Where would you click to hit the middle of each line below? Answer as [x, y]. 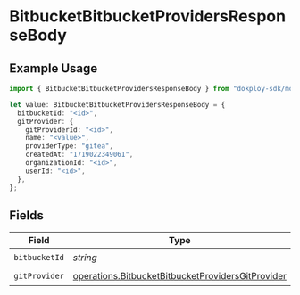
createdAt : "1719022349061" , [79, 155]
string [85, 258]
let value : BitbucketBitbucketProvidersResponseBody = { [117, 104]
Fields [27, 215]
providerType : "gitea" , [70, 146]
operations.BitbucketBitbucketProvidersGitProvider [180, 275]
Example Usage [54, 68]
